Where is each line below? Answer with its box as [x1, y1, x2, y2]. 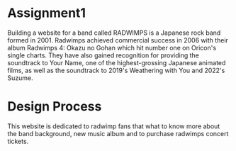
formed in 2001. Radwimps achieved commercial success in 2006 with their [7, 35, 229, 44]
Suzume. [7, 73, 33, 82]
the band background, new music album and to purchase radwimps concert [7, 129, 229, 138]
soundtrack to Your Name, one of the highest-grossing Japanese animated [7, 58, 226, 67]
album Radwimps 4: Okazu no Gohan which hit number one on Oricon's [7, 43, 217, 52]
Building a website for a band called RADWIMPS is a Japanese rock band [7, 28, 221, 37]
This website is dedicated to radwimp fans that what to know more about [7, 122, 220, 130]
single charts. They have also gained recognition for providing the [7, 51, 200, 60]
